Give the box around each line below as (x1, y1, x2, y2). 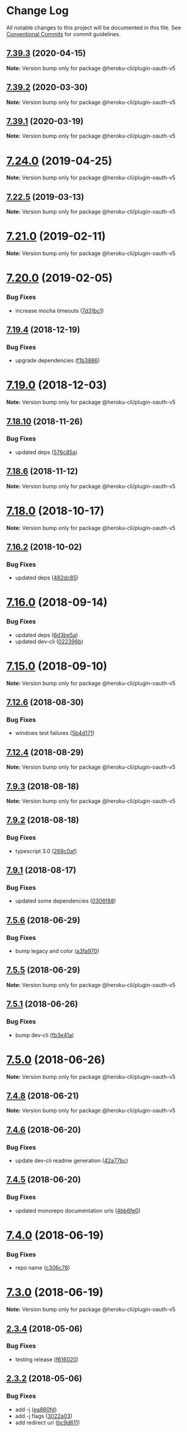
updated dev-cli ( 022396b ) (15, 638, 83, 645)
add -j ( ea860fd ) (15, 1406, 57, 1413)
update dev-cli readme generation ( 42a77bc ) (15, 1157, 129, 1165)
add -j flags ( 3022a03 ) (15, 1412, 72, 1420)
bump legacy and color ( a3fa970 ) (15, 947, 99, 955)
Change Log (6, 4, 69, 18)
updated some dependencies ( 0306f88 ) (15, 897, 116, 904)
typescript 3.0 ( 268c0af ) (15, 847, 77, 854)
